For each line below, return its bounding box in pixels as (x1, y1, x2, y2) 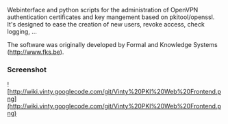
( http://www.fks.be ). (7, 48, 64, 56)
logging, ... (7, 27, 38, 35)
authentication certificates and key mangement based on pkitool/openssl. (7, 13, 215, 21)
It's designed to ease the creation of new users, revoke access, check (7, 20, 205, 28)
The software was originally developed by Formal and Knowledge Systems (7, 41, 218, 48)
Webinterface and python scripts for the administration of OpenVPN (7, 6, 199, 14)
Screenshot (7, 65, 47, 74)
